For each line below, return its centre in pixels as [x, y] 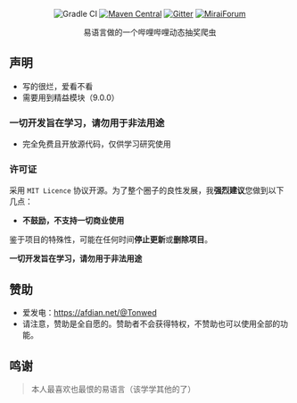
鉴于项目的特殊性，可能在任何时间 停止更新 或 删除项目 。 [111, 239]
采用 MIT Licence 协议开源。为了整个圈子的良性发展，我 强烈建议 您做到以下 [147, 190]
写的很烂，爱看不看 [58, 86]
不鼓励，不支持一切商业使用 [73, 221]
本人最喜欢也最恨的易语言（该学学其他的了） [113, 390]
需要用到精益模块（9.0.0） [70, 97]
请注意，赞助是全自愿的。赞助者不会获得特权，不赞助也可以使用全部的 [151, 324]
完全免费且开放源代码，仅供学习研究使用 [96, 144]
